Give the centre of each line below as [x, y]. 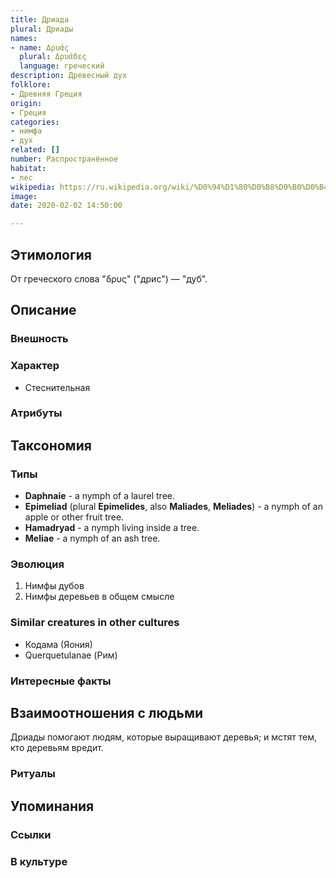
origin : [26, 103]
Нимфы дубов [54, 586]
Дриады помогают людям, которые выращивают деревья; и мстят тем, [164, 737]
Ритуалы [33, 774]
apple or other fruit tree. [74, 517]
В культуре [39, 861]
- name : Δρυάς [40, 47]
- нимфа [26, 131]
